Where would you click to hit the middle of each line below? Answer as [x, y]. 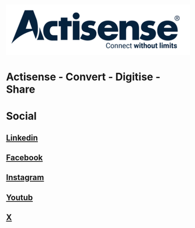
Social [21, 116]
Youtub [20, 197]
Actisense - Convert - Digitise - [83, 77]
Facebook [25, 157]
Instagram [25, 178]
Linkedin [22, 137]
